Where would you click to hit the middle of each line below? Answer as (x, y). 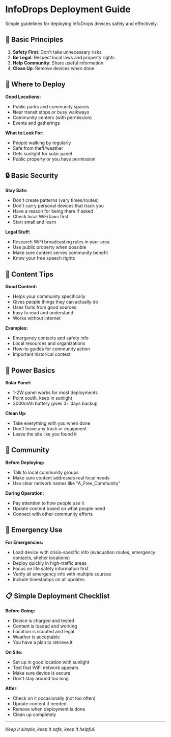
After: (12, 688)
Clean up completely (34, 715)
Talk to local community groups (46, 472)
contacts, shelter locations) (41, 558)
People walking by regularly (42, 143)
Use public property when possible (49, 247)
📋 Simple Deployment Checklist (58, 596)
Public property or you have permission (54, 159)
